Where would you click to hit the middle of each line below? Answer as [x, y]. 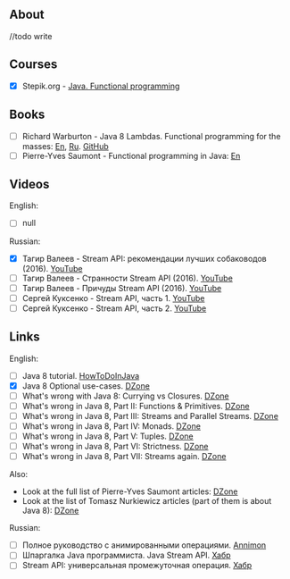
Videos [29, 185]
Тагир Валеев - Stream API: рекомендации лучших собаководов [144, 258]
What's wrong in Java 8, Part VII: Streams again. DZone [124, 457]
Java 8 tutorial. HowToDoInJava [81, 375]
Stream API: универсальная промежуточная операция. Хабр [137, 566]
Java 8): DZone [50, 511]
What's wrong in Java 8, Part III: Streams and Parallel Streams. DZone [150, 415]
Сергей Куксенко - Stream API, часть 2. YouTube [114, 308]
